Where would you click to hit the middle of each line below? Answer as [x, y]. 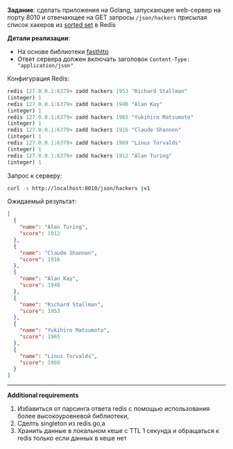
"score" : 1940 [40, 285]
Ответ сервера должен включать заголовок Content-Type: [104, 59]
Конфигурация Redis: [38, 78]
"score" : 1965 [40, 337]
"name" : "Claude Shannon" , [59, 253]
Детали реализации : [39, 38]
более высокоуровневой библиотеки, [73, 416]
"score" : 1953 [40, 311]
